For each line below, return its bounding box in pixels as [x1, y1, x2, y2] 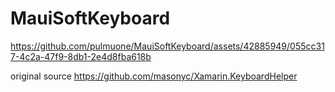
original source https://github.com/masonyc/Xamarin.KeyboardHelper [10, 70, 298, 82]
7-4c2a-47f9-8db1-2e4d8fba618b [10, 50, 152, 62]
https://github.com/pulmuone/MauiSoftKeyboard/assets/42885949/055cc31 [10, 40, 325, 52]
